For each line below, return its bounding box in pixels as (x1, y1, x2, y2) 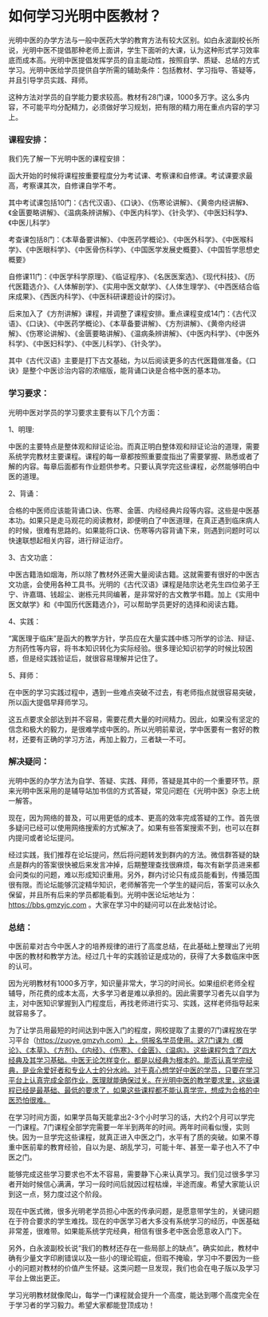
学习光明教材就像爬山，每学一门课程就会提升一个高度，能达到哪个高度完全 (8, 1291, 253, 1300)
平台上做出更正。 (8, 1273, 65, 1283)
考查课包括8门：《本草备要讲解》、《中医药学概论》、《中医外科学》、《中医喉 (8, 235, 247, 245)
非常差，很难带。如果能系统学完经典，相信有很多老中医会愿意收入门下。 (8, 1227, 246, 1236)
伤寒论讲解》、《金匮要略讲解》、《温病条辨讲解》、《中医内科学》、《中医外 (29, 329, 260, 338)
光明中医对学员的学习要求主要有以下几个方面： (8, 407, 162, 417)
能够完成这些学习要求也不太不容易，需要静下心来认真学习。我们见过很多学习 (8, 1169, 260, 1179)
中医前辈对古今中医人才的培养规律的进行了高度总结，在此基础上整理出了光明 (8, 941, 260, 952)
